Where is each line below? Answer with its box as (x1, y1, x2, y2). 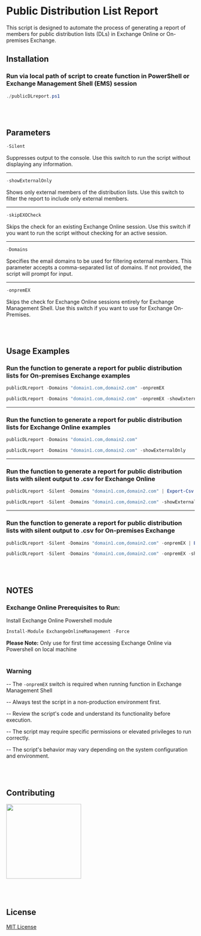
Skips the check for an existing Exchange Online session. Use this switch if (6, 223, 191, 230)
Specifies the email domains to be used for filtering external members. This (6, 257, 192, 265)
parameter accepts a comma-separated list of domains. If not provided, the (6, 263, 192, 271)
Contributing (6, 788, 55, 798)
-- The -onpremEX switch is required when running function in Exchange (6, 680, 182, 688)
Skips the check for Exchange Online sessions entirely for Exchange (6, 298, 175, 305)
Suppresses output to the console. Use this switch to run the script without (6, 154, 191, 162)
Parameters (6, 127, 51, 138)
